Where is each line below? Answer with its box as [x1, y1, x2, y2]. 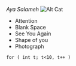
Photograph [14, 43, 44, 50]
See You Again [14, 30, 51, 37]
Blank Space [14, 24, 46, 31]
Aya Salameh [6, 6, 39, 13]
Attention [14, 17, 38, 24]
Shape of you [14, 37, 48, 43]
